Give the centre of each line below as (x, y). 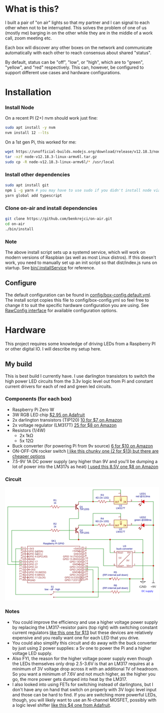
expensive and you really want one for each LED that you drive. (76, 637)
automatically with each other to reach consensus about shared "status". (78, 53)
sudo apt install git (27, 185)
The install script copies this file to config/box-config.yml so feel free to (77, 300)
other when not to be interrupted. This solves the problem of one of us (76, 27)
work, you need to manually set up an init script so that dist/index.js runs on (81, 263)
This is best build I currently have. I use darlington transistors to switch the (80, 376)
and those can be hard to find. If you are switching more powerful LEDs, (84, 694)
